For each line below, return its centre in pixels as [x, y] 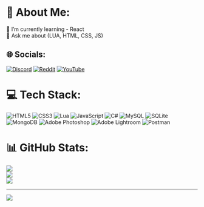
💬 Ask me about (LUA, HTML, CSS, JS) [55, 35]
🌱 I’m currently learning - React [45, 29]
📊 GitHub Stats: [48, 147]
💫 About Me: [38, 12]
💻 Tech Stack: [44, 95]
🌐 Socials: [26, 55]
